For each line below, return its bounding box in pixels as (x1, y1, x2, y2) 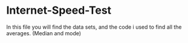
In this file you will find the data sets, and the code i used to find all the (6, 23, 182, 30)
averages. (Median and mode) (6, 29, 82, 36)
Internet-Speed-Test (6, 4, 112, 17)
